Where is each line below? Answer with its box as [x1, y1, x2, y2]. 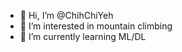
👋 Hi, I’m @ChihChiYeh [19, 10, 114, 21]
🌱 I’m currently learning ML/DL [19, 31, 147, 42]
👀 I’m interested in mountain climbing [19, 20, 173, 32]
